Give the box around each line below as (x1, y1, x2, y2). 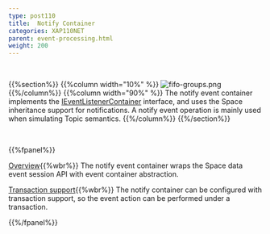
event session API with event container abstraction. (8, 169, 179, 179)
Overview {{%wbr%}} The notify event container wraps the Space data (8, 161, 243, 170)
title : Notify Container (8, 19, 95, 27)
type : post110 (8, 11, 56, 20)
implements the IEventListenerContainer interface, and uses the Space (8, 97, 243, 107)
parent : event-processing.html (8, 34, 114, 43)
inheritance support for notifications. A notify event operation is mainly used (8, 106, 262, 115)
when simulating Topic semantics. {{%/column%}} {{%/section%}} (8, 114, 231, 123)
